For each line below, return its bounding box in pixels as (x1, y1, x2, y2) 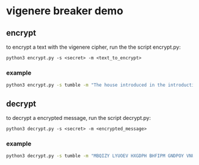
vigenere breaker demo (6, 4, 123, 18)
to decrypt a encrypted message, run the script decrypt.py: (6, 114, 151, 121)
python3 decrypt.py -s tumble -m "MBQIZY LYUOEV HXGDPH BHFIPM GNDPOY (6, 153, 184, 159)
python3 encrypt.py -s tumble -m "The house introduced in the (6, 82, 166, 88)
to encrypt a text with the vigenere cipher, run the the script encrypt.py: (6, 43, 181, 50)
